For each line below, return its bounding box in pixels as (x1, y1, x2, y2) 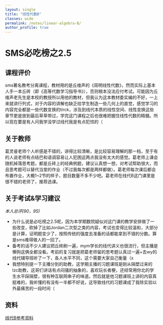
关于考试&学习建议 (5, 194, 61, 202)
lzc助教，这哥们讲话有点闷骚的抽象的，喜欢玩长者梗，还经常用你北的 (12, 267, 150, 273)
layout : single (5, 7, 36, 12)
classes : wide (5, 16, 34, 21)
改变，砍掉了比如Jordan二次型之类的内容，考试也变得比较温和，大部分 (16, 224, 158, 230)
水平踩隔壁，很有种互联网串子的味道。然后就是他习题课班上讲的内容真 (16, 273, 157, 279)
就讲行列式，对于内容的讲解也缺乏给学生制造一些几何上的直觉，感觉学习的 (9, 101, 158, 107)
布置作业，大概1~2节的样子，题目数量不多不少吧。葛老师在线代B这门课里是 (5, 172, 155, 178)
